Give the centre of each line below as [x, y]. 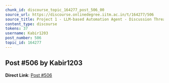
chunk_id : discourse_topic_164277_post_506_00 [55, 10]
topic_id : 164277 [23, 43]
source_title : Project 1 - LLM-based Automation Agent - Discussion [78, 19]
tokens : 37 [17, 29]
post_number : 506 [23, 38]
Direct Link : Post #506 [29, 75]
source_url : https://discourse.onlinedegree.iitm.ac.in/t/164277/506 [80, 15]
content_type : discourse [31, 24]
